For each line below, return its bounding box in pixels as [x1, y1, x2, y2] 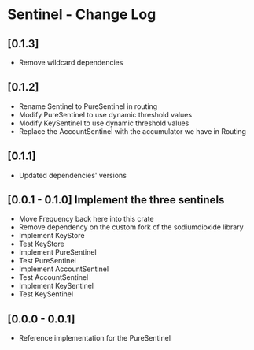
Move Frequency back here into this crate [18, 214, 154, 224]
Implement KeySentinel [18, 281, 94, 291]
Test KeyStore [18, 239, 64, 249]
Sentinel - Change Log [7, 6, 156, 24]
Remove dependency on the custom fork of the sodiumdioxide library [18, 222, 245, 232]
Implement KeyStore [18, 231, 85, 240]
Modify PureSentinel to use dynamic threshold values [18, 110, 193, 119]
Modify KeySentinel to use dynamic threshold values [18, 118, 190, 128]
